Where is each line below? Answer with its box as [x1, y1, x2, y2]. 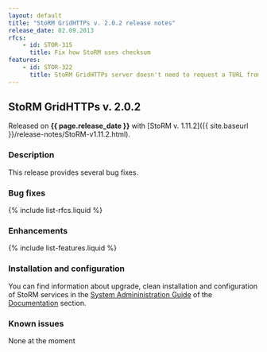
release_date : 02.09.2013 [8, 26, 94, 34]
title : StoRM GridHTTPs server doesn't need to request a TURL [29, 71, 244, 79]
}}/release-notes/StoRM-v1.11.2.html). [8, 130, 131, 139]
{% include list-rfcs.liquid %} [8, 206, 103, 215]
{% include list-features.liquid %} [8, 243, 118, 253]
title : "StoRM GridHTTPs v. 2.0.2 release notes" [8, 19, 176, 27]
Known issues [8, 318, 64, 329]
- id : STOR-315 [22, 41, 73, 49]
